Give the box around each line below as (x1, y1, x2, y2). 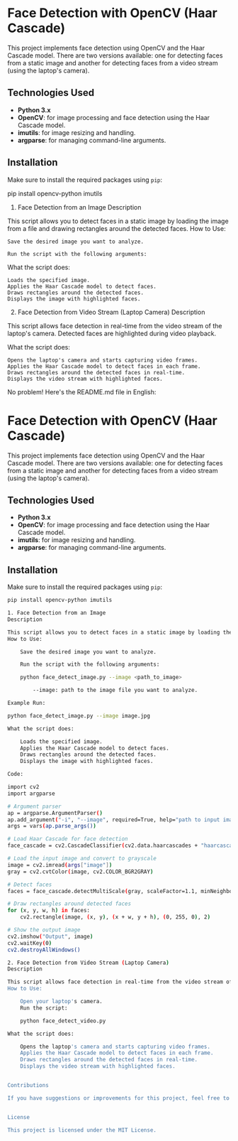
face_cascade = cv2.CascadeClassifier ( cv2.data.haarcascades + (7, 842, 198, 850)
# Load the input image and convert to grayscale (7, 855, 157, 862)
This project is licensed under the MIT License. (7, 1126, 157, 1134)
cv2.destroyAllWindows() (7, 946, 81, 953)
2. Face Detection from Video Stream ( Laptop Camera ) (7, 959, 170, 966)
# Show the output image (7, 926, 81, 934)
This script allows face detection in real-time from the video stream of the (7, 321, 222, 330)
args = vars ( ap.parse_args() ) (7, 823, 97, 830)
